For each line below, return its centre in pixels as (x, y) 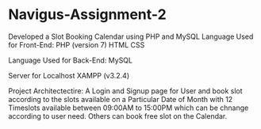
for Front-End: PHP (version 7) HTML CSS (77, 44)
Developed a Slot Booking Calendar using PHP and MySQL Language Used (131, 36)
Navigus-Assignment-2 (87, 15)
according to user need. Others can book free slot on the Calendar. (118, 116)
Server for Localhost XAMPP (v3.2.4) (69, 75)
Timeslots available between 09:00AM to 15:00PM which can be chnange (129, 108)
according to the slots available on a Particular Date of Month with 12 (121, 99)
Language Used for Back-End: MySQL (71, 60)
